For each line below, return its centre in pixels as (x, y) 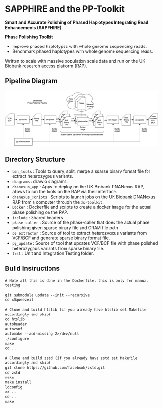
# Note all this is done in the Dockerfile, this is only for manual (77, 280)
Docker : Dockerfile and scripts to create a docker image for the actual (82, 207)
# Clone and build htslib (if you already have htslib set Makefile (76, 309)
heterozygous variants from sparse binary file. (58, 248)
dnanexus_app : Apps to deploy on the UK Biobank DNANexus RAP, (78, 187)
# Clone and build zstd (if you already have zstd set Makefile (71, 358)
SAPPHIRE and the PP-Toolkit (65, 9)
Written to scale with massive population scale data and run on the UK (75, 61)
